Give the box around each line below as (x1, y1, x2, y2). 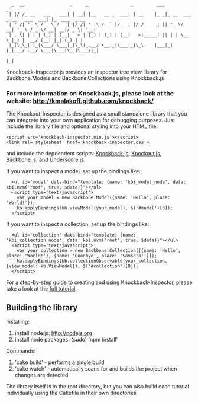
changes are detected (14, 372, 69, 379)
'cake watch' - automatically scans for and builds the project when (14, 365, 177, 372)
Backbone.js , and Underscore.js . (6, 156, 86, 164)
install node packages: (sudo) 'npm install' (14, 336, 118, 343)
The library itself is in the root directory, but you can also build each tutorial (6, 383, 189, 390)
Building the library (6, 302, 78, 312)
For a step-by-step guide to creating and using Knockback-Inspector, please (6, 279, 193, 286)
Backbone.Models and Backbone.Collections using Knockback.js (6, 75, 164, 81)
